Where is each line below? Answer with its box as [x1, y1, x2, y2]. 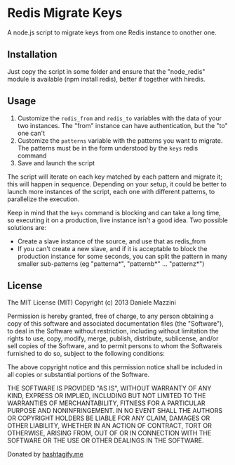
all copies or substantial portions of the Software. [7, 371, 149, 379]
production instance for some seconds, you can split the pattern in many [17, 252, 228, 260]
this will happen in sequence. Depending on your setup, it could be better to [7, 179, 227, 188]
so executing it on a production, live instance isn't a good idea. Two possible [7, 216, 228, 224]
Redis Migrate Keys [7, 5, 123, 21]
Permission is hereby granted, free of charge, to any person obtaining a [7, 312, 214, 321]
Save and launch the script [17, 158, 95, 167]
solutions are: [7, 223, 47, 231]
